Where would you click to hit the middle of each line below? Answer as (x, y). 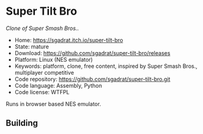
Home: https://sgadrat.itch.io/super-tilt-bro (69, 40)
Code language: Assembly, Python (58, 85)
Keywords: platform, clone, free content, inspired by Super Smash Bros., (106, 66)
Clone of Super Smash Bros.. (42, 28)
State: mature (32, 47)
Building (22, 123)
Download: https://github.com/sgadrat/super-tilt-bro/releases (92, 53)
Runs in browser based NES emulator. (54, 104)
